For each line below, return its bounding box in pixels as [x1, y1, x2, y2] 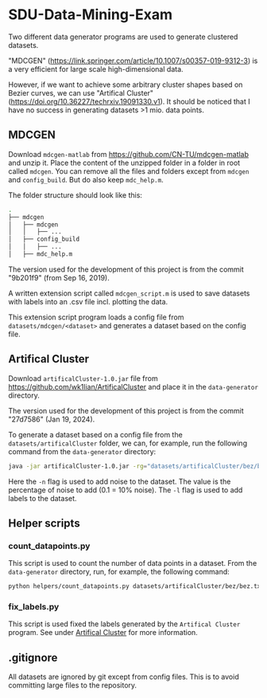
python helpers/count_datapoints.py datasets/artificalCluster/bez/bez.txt [8, 582, 265, 590]
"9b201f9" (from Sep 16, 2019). [8, 273, 110, 282]
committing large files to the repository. [8, 680, 137, 690]
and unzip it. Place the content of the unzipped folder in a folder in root [8, 158, 241, 167]
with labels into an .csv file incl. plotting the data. [8, 296, 168, 306]
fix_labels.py [8, 602, 60, 613]
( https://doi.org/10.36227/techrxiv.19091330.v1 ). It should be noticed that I [8, 96, 250, 106]
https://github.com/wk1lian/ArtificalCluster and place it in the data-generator [8, 382, 258, 391]
